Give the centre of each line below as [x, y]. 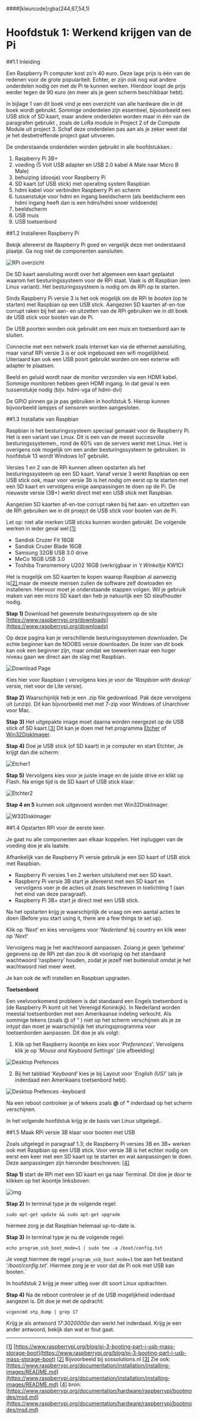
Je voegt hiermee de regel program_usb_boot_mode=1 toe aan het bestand [95, 1259]
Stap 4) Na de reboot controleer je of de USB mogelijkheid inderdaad [91, 1295]
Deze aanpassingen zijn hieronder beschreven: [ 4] [68, 1163]
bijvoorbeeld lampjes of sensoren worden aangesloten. [73, 408]
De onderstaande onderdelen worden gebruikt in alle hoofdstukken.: [89, 147]
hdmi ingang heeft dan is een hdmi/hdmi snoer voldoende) [86, 202]
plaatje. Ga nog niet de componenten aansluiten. [65, 251]
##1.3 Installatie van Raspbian [42, 419]
